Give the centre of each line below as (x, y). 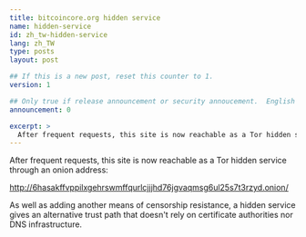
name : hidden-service (51, 26)
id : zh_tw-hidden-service (58, 35)
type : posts (32, 52)
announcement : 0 (40, 110)
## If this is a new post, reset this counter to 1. (112, 77)
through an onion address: (59, 170)
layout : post (34, 60)
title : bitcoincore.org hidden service (85, 18)
